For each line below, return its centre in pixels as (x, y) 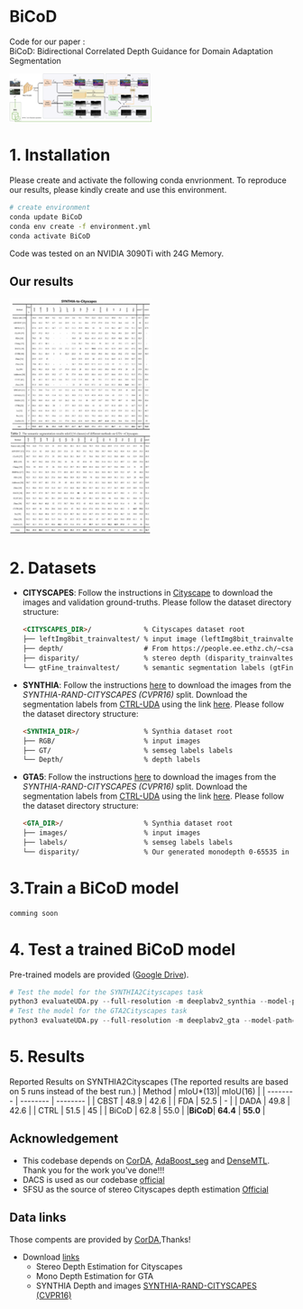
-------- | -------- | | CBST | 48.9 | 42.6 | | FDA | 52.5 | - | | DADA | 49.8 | (155, 1101)
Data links (38, 1217)
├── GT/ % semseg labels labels (128, 750)
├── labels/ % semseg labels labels (128, 843)
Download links (51, 1257)
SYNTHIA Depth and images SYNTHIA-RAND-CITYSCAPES (146, 1286)
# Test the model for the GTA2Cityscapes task (98, 1011)
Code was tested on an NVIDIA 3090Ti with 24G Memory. (117, 253)
